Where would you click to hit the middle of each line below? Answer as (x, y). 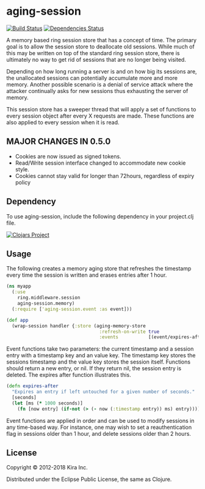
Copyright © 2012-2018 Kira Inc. (47, 468)
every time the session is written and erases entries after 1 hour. (87, 275)
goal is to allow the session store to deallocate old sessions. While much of (101, 47)
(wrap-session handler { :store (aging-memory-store (79, 326)
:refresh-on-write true (129, 332)
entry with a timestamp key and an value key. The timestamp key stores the (101, 356)
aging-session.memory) (46, 304)
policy (23, 182)
